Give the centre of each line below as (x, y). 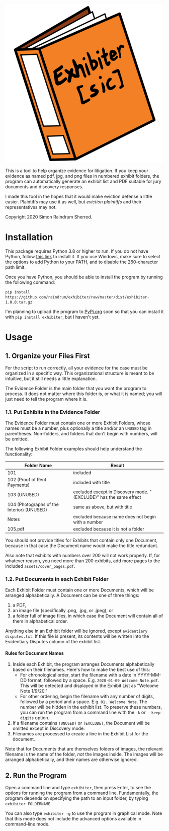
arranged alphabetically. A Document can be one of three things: (72, 595)
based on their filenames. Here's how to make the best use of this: (81, 670)
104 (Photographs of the (33, 504)
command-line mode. (27, 824)
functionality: (19, 454)
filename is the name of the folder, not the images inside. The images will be (84, 754)
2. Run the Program (36, 775)
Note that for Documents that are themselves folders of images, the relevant (84, 749)
